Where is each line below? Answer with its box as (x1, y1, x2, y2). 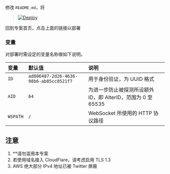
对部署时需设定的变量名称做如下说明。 (5, 51, 85, 57)
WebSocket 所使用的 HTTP (88, 110, 152, 117)
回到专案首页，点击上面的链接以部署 (5, 25, 81, 31)
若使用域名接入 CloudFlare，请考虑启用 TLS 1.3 (12, 157, 111, 163)
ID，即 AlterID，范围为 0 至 (88, 94, 153, 101)
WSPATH (8, 114, 24, 120)
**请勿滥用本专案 (12, 151, 49, 157)
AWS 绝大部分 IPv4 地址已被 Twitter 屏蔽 (12, 163, 98, 169)
